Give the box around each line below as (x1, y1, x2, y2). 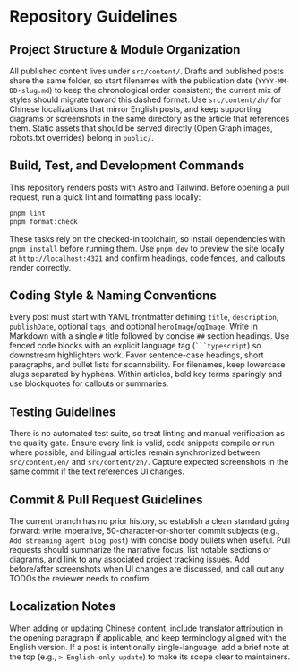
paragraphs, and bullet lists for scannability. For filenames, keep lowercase (9, 359, 286, 370)
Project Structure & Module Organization (9, 42, 241, 57)
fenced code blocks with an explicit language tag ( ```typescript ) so (9, 340, 261, 351)
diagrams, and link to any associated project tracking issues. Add (9, 554, 250, 564)
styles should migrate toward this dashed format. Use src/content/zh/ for (9, 94, 282, 105)
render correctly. (9, 262, 72, 272)
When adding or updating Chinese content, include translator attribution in (9, 623, 284, 633)
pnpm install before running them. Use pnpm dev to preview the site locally (9, 243, 285, 254)
